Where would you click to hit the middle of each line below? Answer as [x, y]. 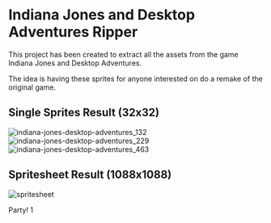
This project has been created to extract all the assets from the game [123, 54]
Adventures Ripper [73, 32]
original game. [32, 87]
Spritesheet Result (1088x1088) [90, 175]
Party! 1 [21, 210]
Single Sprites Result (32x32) [84, 113]
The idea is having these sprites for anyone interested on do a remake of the [135, 78]
